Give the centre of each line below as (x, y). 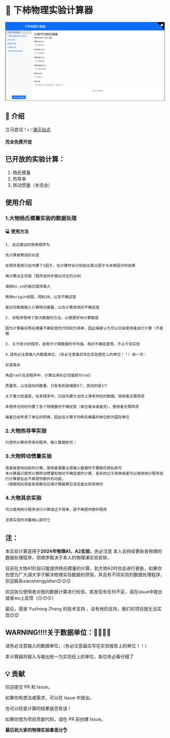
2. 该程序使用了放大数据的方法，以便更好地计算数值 (52, 318)
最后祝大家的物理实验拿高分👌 (36, 730)
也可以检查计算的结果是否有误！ (38, 709)
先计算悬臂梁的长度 (22, 255)
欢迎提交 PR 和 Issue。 (29, 687)
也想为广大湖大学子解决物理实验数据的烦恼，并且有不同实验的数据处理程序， (85, 575)
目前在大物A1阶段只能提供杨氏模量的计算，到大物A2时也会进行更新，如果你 (84, 568)
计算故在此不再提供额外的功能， (37, 479)
